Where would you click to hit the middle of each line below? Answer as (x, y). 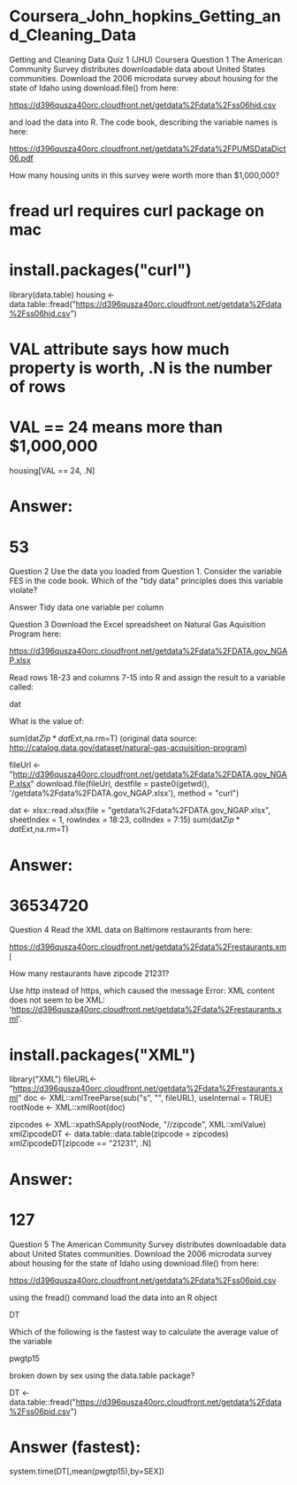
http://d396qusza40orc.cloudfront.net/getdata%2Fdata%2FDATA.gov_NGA (150, 774)
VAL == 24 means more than (116, 427)
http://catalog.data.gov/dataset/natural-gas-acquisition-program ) (128, 748)
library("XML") (35, 1079)
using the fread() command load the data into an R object (114, 1297)
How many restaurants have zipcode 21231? (89, 973)
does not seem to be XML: (57, 1000)
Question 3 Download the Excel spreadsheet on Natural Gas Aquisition (137, 625)
